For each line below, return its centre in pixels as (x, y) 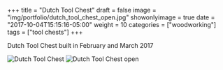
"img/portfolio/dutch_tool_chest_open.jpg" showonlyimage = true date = (111, 17)
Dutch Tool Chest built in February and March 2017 (80, 45)
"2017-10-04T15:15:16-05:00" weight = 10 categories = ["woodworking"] (112, 25)
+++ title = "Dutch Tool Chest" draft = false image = (82, 10)
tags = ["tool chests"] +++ (45, 32)
